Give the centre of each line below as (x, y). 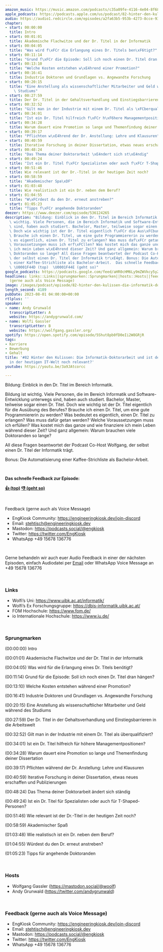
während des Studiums (28, 710)
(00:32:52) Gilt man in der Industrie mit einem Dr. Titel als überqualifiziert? (79, 734)
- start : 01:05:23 (24, 204)
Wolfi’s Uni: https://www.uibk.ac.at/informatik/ (58, 600)
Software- (147, 394)
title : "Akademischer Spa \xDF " (41, 181)
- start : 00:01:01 (24, 37)
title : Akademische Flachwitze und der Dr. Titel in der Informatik (80, 41)
